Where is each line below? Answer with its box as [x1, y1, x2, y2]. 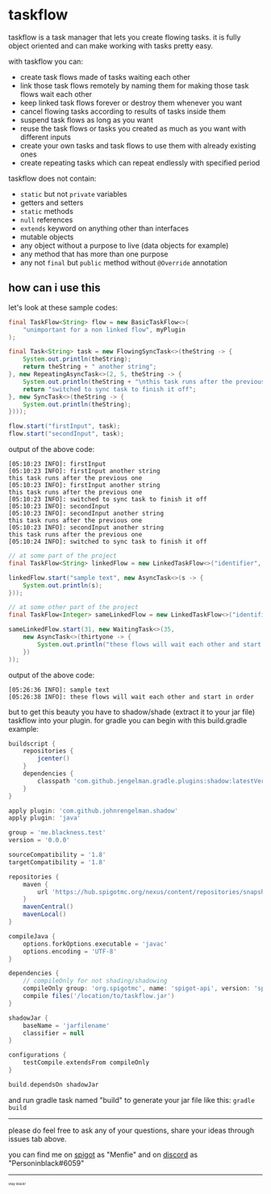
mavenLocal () [23, 910, 67, 919]
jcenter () [37, 754, 70, 763]
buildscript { [8, 740, 56, 748]
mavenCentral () [23, 903, 74, 911]
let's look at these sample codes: [8, 303, 119, 312]
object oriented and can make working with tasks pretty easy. [8, 40, 214, 50]
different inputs [19, 132, 71, 142]
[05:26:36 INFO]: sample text [8, 686, 110, 694]
